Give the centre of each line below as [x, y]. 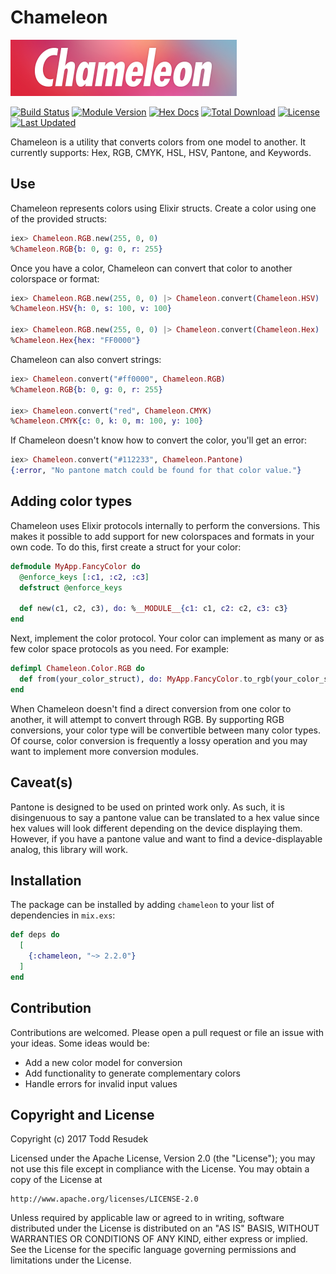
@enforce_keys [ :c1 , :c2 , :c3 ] [84, 577]
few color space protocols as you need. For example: [120, 649]
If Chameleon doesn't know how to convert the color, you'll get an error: [159, 440]
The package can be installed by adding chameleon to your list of [142, 905]
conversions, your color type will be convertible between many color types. [166, 730]
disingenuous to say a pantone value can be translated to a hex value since [165, 817]
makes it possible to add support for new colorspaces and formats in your [162, 536]
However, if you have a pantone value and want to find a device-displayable [166, 838]
